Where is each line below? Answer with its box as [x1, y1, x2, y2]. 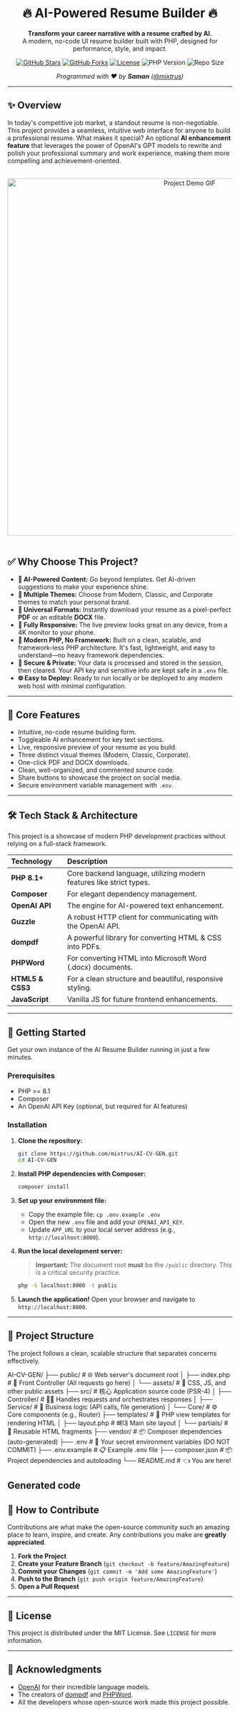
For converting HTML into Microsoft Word [66, 953, 207, 963]
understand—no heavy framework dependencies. [17, 650, 164, 659]
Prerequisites [7, 1071, 55, 1081]
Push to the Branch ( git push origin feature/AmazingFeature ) [17, 1574, 204, 1584]
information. [7, 1636, 44, 1644]
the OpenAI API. [66, 921, 121, 931]
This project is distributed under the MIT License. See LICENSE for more [7, 1628, 216, 1637]
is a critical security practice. [35, 1268, 121, 1277]
